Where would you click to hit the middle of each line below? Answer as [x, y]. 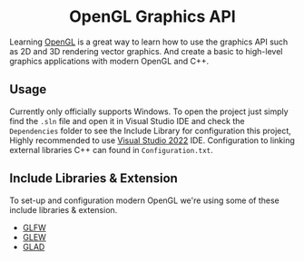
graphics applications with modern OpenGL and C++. [109, 61]
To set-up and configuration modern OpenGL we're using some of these [144, 200]
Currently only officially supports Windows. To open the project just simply [149, 111]
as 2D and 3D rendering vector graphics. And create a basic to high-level [146, 51]
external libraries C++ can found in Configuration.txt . [111, 150]
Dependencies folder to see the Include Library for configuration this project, [151, 130]
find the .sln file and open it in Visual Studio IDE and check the [127, 121]
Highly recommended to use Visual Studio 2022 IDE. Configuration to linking [152, 140]
